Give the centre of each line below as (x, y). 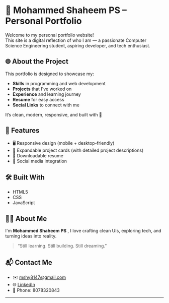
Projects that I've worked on (42, 89)
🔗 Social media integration (39, 161)
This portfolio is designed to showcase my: (50, 74)
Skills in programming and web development (59, 83)
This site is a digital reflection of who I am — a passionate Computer (76, 40)
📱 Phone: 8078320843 (36, 290)
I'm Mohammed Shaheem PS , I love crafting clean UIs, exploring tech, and (83, 231)
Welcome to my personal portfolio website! (50, 35)
